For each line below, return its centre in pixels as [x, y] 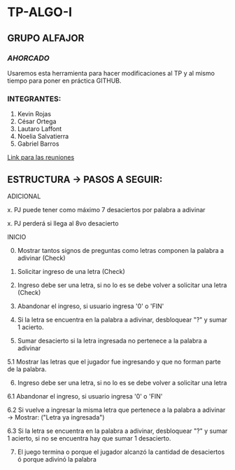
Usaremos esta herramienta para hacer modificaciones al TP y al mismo [111, 73]
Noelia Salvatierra [43, 137]
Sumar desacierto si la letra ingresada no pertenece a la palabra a [112, 340]
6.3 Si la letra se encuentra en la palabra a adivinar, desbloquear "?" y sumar [117, 431]
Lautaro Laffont [40, 129]
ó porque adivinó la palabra [57, 459]
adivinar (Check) [41, 258]
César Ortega [37, 122]
